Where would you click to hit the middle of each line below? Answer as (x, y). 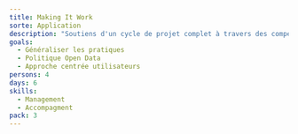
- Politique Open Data (59, 58)
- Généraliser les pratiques (71, 50)
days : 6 (24, 83)
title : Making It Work (51, 17)
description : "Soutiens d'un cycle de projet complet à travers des (138, 33)
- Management (41, 99)
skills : (24, 91)
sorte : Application (45, 26)
